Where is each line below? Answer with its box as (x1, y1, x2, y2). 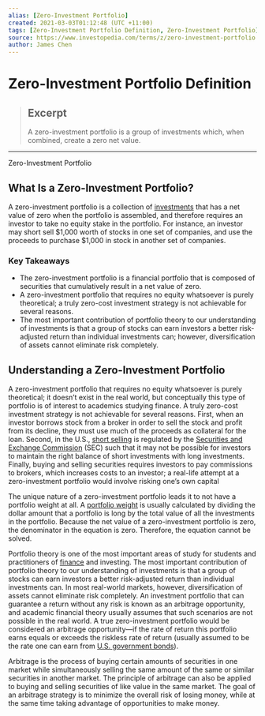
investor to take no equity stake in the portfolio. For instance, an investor (8, 219, 244, 228)
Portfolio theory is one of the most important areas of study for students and (8, 549, 256, 559)
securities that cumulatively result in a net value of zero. (19, 282, 202, 291)
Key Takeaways (8, 255, 70, 266)
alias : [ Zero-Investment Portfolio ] (8, 11, 129, 20)
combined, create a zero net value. (27, 136, 141, 145)
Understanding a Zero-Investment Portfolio (8, 363, 226, 377)
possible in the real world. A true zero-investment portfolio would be (8, 617, 230, 626)
